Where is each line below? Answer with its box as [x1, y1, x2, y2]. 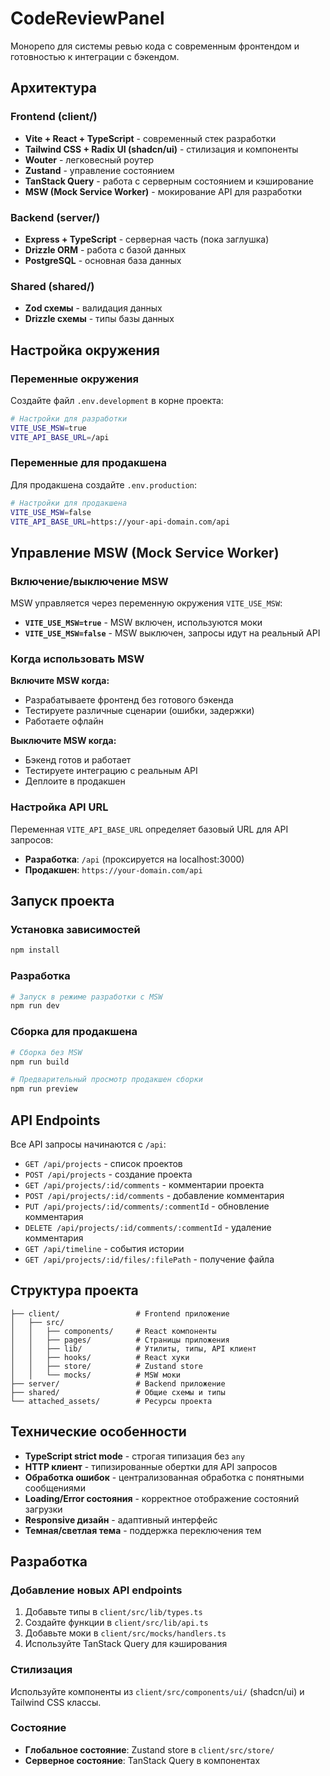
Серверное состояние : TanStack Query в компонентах [24, 1754, 261, 1766]
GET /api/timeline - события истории [24, 1242, 185, 1254]
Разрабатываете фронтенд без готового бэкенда [24, 694, 234, 706]
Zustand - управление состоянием [24, 164, 175, 176]
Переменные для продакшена [10, 456, 167, 470]
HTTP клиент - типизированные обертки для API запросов [24, 1460, 278, 1472]
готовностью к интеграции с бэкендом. [10, 50, 180, 62]
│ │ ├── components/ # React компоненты [10, 1326, 217, 1336]
